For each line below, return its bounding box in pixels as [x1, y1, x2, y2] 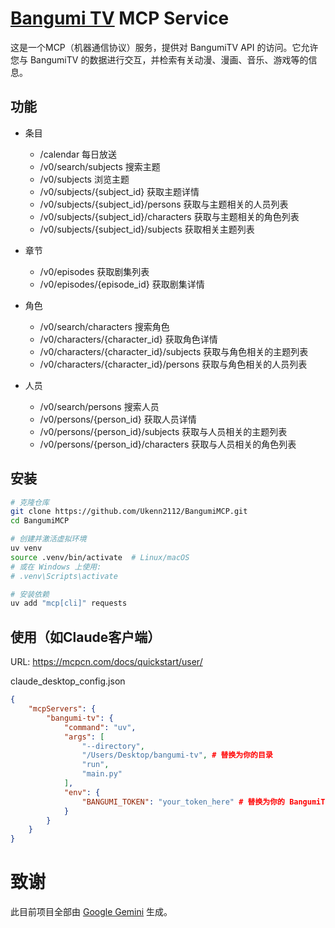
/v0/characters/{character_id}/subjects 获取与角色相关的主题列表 [39, 345, 309, 357]
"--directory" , [81, 741, 145, 751]
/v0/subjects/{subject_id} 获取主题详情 [39, 185, 200, 197]
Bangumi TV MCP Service [10, 7, 230, 30]
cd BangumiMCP [10, 516, 70, 526]
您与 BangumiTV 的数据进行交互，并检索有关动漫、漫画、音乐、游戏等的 [10, 53, 309, 66]
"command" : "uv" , [63, 722, 137, 732]
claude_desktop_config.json [10, 675, 126, 687]
